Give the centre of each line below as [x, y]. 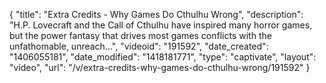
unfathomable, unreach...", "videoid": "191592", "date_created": [139, 46]
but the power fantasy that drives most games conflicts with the [140, 35]
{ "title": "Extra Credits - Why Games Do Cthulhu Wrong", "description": [156, 14]
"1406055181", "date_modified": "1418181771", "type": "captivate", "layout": [163, 57]
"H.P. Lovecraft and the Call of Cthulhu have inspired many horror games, [161, 25]
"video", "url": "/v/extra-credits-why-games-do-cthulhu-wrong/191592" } [160, 67]
